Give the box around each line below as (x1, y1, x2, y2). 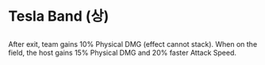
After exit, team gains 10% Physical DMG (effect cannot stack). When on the (8, 39, 258, 48)
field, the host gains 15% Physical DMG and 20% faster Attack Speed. (8, 48, 236, 57)
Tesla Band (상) (8, 7, 109, 25)
